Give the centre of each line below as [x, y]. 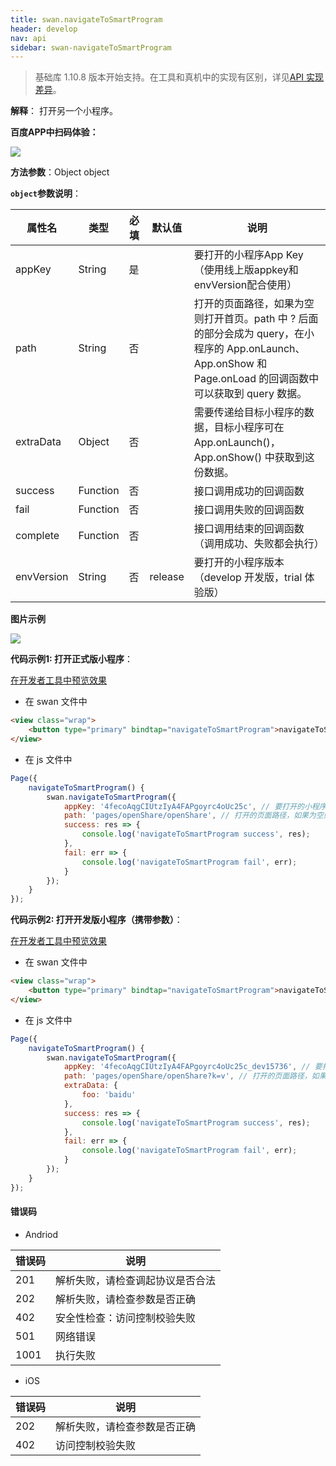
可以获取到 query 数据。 [250, 394]
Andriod [41, 1234]
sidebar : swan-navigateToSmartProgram [91, 47]
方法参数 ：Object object [60, 172]
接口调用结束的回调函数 [249, 529]
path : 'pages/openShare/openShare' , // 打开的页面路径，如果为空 [193, 816]
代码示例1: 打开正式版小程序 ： [72, 659]
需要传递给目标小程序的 [249, 413]
